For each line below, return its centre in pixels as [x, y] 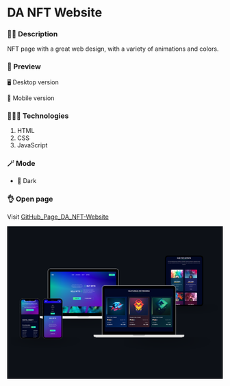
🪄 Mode [21, 164]
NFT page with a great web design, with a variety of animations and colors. [113, 49]
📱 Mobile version [31, 98]
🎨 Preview [24, 67]
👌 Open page [30, 199]
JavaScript [32, 145]
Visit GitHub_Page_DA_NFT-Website [58, 217]
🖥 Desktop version [33, 82]
